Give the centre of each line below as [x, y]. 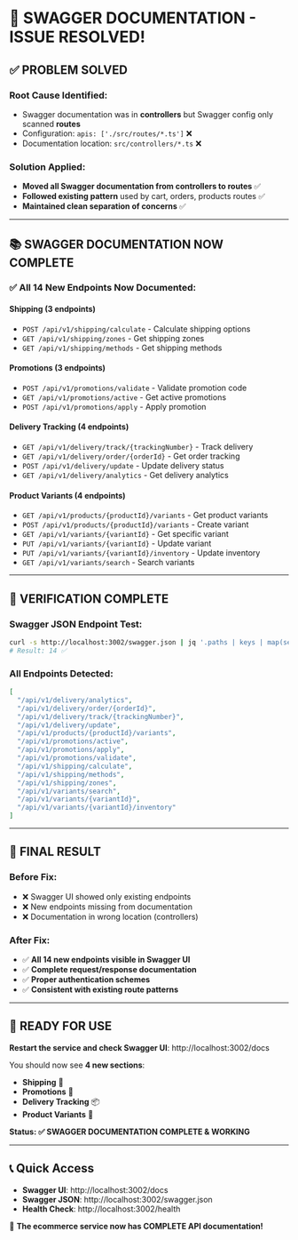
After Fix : [30, 940]
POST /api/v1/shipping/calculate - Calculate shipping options [136, 329]
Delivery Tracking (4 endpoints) [69, 427]
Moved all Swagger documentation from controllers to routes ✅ [141, 187]
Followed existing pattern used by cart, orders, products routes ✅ [144, 196]
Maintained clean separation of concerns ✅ [104, 206]
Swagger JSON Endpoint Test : [76, 624]
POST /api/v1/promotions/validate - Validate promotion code [134, 388]
